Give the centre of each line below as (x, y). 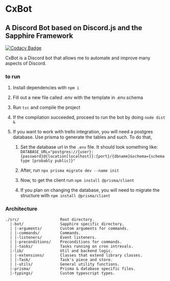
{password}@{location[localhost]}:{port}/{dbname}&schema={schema (92, 156)
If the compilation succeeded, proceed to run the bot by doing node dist (89, 118)
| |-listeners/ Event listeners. (53, 237)
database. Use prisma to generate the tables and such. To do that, (82, 137)
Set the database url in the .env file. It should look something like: (89, 147)
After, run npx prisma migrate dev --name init (70, 170)
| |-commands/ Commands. (45, 233)
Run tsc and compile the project (46, 107)
